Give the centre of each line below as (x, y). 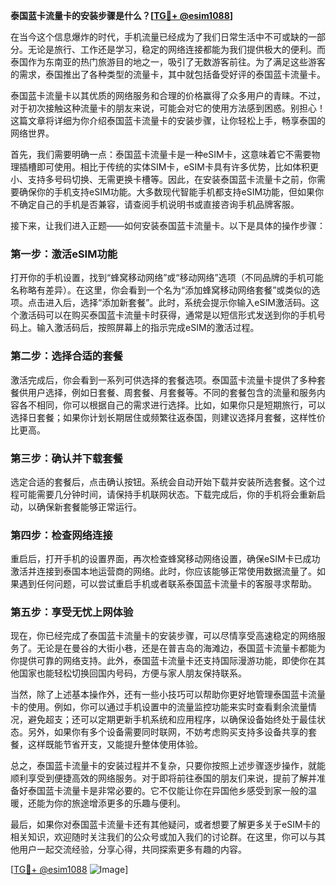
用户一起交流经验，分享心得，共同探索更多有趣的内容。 (132, 850)
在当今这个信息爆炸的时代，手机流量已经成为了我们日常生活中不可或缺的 (159, 37)
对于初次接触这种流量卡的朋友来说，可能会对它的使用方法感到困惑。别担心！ (168, 108)
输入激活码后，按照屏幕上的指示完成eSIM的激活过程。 (148, 328)
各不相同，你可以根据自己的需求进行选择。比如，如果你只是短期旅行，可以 (172, 405)
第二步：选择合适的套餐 (66, 356)
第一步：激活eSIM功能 (64, 254)
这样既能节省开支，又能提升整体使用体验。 (115, 745)
